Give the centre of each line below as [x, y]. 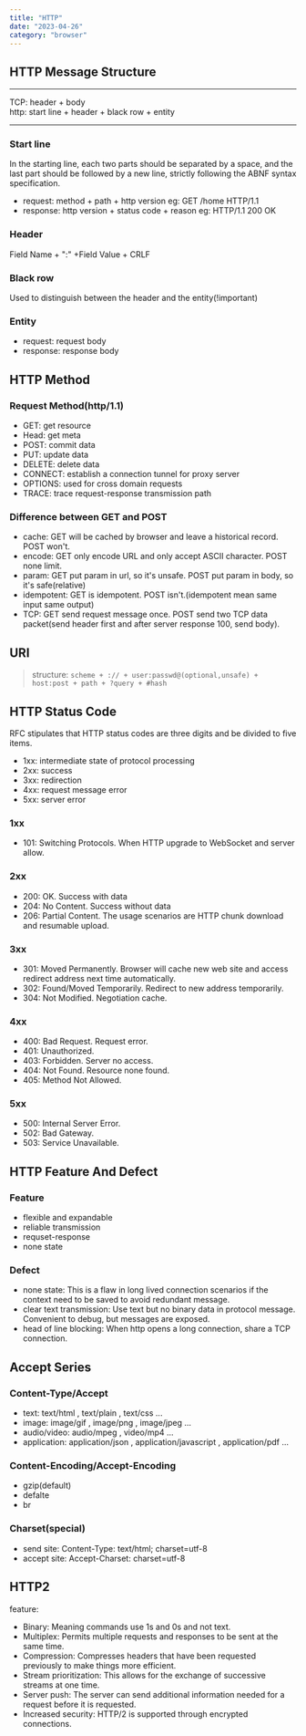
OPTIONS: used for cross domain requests [102, 483]
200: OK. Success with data [75, 896]
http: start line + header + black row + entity [92, 112]
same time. [43, 1646]
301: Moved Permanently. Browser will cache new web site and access [155, 969]
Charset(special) [48, 1529]
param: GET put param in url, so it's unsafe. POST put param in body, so [158, 576]
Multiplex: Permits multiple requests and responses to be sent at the [150, 1636]
